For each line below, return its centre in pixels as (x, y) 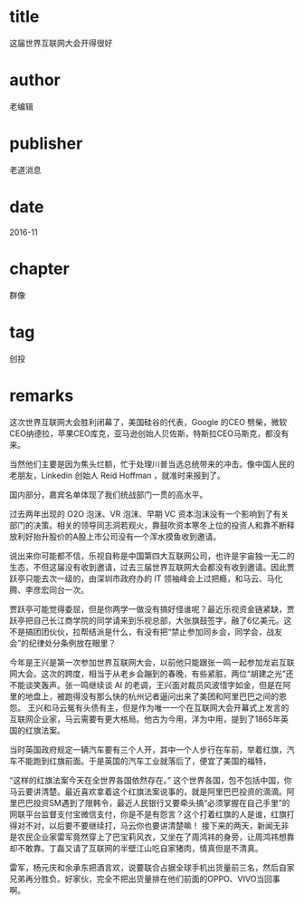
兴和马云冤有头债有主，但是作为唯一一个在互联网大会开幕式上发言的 (162, 707)
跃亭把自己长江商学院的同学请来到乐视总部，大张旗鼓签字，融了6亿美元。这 (151, 620)
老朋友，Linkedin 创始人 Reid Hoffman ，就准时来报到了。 (118, 475)
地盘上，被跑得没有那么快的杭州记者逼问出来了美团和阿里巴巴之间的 (152, 696)
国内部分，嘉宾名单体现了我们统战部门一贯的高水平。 (109, 494)
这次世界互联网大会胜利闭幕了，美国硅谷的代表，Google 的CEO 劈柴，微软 (148, 422)
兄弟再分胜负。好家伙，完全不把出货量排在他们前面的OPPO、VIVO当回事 (145, 879)
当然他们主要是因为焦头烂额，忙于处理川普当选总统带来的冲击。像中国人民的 (152, 463)
